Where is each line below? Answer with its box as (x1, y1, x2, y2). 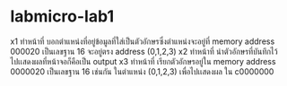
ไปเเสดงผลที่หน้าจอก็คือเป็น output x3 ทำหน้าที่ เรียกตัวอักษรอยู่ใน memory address (10, 56, 276, 66)
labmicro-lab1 (10, 6, 115, 27)
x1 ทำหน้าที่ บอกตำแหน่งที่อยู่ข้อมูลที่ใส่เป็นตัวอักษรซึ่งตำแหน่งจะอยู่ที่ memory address (10, 36, 275, 47)
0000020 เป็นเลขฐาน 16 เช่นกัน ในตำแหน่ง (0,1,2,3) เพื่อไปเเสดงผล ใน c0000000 (10, 65, 274, 77)
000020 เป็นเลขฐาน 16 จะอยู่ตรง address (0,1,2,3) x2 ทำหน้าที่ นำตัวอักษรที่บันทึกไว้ (10, 46, 278, 56)
